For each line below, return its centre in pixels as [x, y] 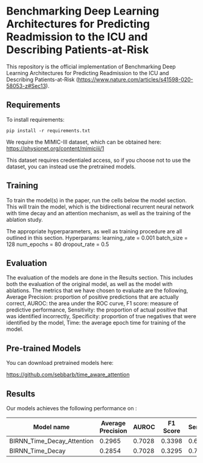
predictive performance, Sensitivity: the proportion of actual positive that [97, 310]
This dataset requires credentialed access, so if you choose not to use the [98, 160]
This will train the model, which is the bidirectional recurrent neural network [100, 207]
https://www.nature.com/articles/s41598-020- [135, 79]
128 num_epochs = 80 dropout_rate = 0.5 [58, 244]
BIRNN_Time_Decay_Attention [51, 441]
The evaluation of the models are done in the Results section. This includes [100, 278]
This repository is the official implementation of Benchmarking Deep [91, 66]
